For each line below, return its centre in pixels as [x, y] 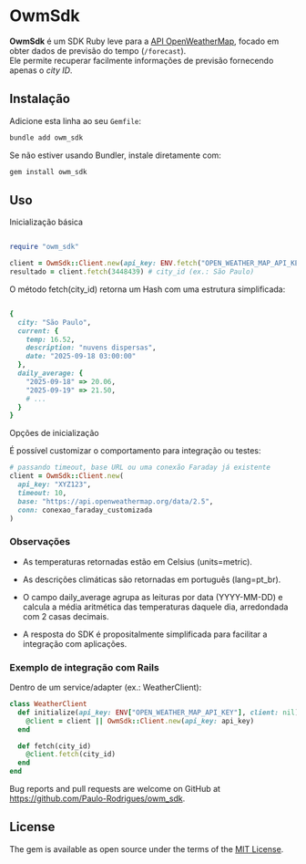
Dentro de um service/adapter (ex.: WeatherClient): [106, 687]
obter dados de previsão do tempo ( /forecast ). [98, 50]
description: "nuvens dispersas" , [91, 348]
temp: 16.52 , [51, 339]
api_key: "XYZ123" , [55, 484]
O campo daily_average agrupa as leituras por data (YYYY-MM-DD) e [153, 597]
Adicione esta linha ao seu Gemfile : [76, 120]
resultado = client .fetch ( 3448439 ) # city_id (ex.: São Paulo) [132, 272]
